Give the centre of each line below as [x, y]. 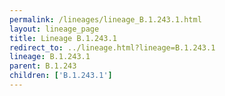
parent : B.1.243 [43, 66]
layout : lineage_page [54, 29]
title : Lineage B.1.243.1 [63, 38]
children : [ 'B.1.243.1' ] [61, 76]
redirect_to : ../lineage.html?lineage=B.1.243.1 [112, 47]
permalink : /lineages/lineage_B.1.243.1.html [105, 19]
